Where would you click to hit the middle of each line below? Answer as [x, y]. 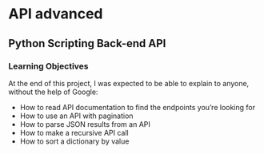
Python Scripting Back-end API [87, 43]
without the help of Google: [53, 92]
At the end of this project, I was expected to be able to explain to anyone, [129, 83]
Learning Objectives [49, 66]
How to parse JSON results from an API [85, 124]
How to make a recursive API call [74, 132]
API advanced [56, 14]
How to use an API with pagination [76, 116]
